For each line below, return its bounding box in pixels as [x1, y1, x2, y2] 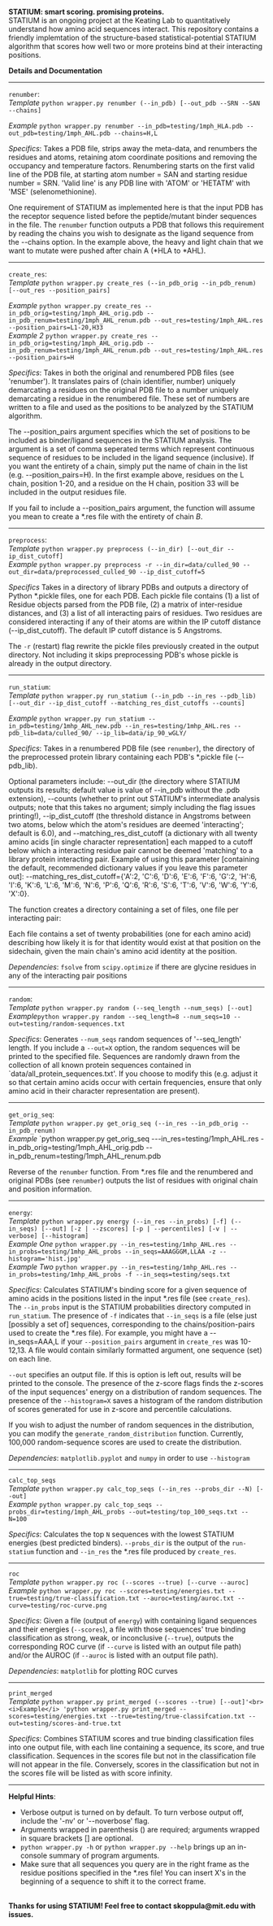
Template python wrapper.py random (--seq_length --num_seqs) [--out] [8, 1003, 253, 1012]
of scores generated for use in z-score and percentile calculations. [8, 1405, 232, 1414]
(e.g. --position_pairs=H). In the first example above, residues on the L [8, 470, 245, 479]
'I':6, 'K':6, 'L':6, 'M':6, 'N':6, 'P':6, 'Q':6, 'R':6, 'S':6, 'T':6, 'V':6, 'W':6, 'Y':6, [8, 880, 258, 890]
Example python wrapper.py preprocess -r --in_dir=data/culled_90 [8, 560, 240, 569]
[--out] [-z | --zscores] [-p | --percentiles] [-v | [41, 1225, 227, 1233]
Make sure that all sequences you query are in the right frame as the [19, 1859, 249, 1869]
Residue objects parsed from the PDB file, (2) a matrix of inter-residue [8, 599, 243, 609]
